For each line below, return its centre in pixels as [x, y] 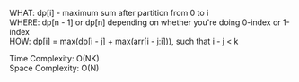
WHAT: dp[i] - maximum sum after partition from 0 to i [109, 13]
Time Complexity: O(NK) [55, 58]
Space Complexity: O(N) [54, 68]
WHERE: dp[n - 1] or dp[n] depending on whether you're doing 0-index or [145, 22]
